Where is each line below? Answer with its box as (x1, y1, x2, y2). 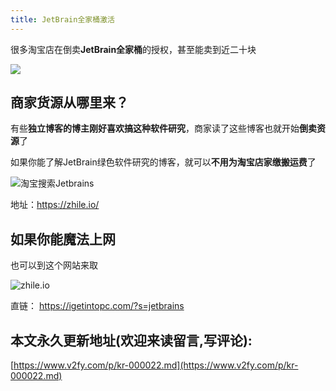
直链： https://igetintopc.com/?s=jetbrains (10, 300, 185, 312)
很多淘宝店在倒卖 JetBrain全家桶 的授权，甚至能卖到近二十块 (10, 43, 257, 55)
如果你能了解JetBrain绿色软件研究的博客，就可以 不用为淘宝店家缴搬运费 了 (10, 156, 317, 168)
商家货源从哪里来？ (10, 94, 129, 111)
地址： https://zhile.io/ (10, 199, 100, 211)
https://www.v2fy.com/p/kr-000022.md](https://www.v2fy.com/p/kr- (13, 359, 299, 371)
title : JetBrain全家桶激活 (10, 14, 115, 25)
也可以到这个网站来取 (10, 259, 98, 271)
